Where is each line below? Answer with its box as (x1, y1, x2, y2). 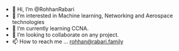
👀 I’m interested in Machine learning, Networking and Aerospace (11, 12, 174, 19)
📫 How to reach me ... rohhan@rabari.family (11, 38, 124, 45)
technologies (11, 19, 45, 25)
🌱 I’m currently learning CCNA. (11, 25, 89, 32)
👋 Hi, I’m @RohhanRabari (11, 6, 74, 13)
